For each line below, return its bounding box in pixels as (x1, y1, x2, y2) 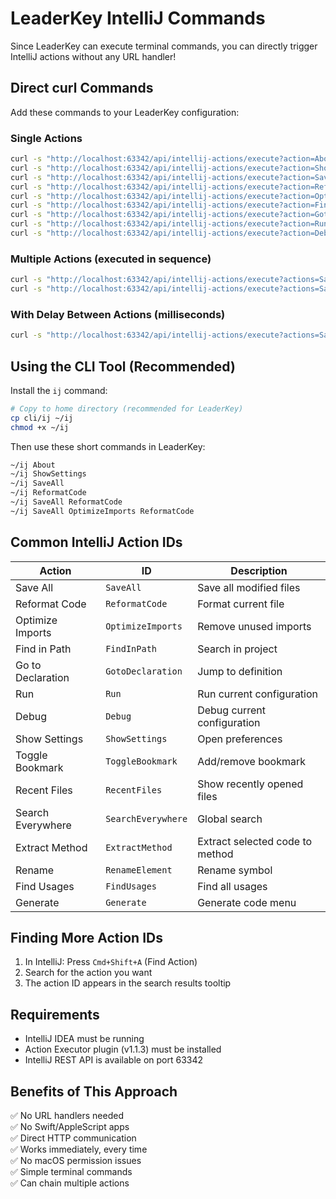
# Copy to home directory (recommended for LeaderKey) (10, 403, 244, 414)
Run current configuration (197, 687, 319, 701)
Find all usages (197, 879, 268, 893)
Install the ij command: (10, 384, 108, 396)
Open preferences (197, 732, 283, 746)
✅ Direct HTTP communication (10, 1132, 137, 1144)
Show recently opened (197, 777, 304, 791)
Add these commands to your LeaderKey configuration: (10, 106, 240, 118)
